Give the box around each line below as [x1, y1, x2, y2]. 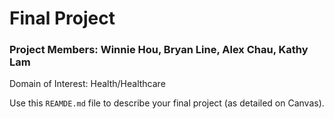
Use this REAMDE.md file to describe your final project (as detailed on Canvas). [9, 97, 325, 109]
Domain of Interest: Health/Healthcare [9, 78, 166, 90]
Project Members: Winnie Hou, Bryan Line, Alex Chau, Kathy [9, 43, 309, 57]
